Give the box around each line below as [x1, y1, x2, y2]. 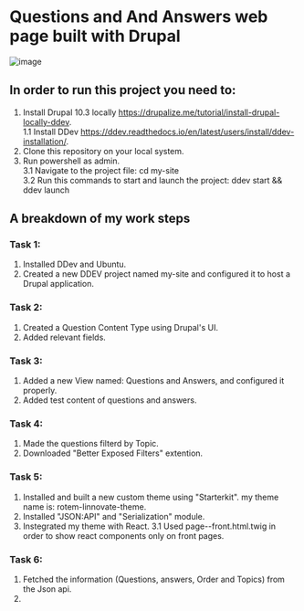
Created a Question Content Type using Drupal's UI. [22, 321, 219, 332]
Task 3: [9, 354, 43, 367]
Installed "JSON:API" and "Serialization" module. [22, 511, 205, 521]
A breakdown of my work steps [9, 211, 191, 226]
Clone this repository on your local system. [22, 145, 184, 156]
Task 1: [9, 238, 41, 251]
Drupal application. [22, 279, 94, 290]
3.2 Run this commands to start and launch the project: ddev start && [22, 174, 283, 185]
